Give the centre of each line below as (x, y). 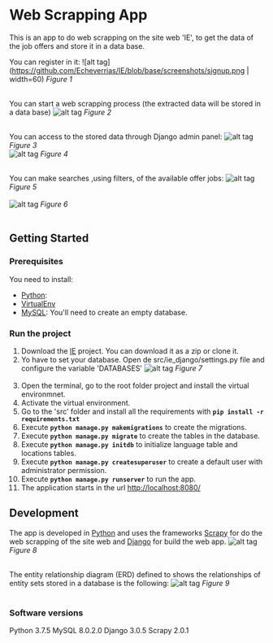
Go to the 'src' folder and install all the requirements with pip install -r (142, 411)
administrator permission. (64, 470)
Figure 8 (23, 550)
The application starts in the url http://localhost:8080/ (111, 487)
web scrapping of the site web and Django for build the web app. (118, 541)
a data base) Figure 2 (61, 112)
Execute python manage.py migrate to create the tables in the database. (141, 436)
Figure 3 (23, 145)
